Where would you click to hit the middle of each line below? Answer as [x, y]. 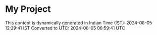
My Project [28, 9]
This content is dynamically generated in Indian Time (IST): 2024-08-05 [78, 23]
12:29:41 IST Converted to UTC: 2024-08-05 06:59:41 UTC [65, 28]
